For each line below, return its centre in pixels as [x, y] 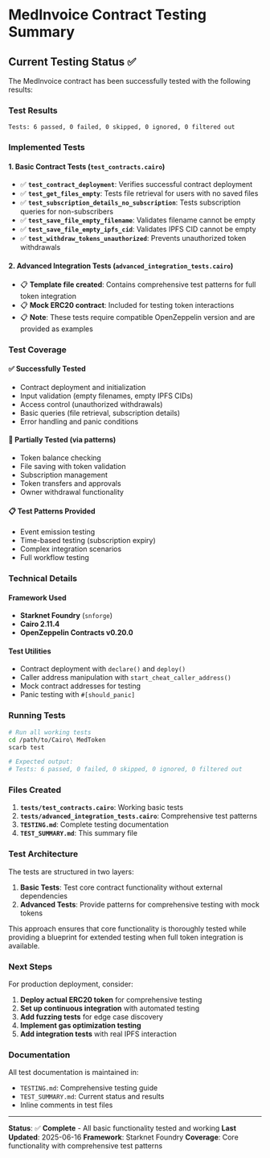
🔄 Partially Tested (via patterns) [62, 440]
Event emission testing [57, 532]
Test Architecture [43, 854]
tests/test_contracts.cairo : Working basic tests [101, 807]
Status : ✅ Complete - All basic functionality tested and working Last [123, 1128]
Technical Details [43, 579]
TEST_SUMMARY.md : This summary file [79, 833]
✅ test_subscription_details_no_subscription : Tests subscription [130, 202]
